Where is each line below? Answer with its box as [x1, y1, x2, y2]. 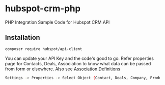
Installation [5, 33, 40, 42]
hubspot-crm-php [5, 3, 81, 14]
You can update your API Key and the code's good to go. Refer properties [5, 55, 154, 61]
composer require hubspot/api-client [5, 46, 82, 52]
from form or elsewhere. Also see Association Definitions [5, 66, 120, 72]
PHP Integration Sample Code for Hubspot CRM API [5, 19, 110, 25]
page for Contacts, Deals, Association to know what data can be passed [5, 60, 151, 66]
